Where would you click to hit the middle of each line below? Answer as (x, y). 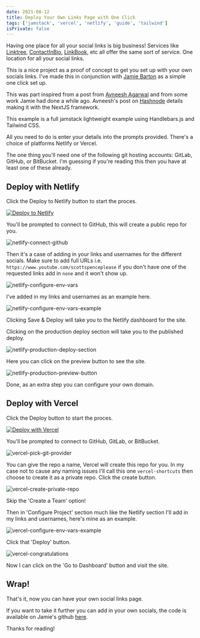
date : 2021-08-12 (28, 12)
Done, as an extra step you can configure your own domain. (80, 385)
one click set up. (27, 83)
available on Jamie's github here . (47, 616)
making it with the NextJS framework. (53, 107)
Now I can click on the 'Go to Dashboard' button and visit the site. (88, 565)
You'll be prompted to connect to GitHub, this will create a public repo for (97, 225)
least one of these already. (39, 168)
